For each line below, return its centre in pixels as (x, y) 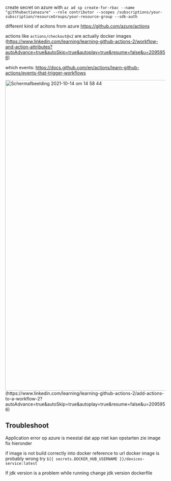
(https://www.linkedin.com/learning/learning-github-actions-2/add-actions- (85, 393)
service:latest (21, 463)
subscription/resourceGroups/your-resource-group (59, 17)
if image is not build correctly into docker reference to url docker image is (82, 453)
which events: (20, 68)
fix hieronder (19, 443)
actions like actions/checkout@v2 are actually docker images (68, 36)
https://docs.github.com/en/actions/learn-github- (87, 68)
